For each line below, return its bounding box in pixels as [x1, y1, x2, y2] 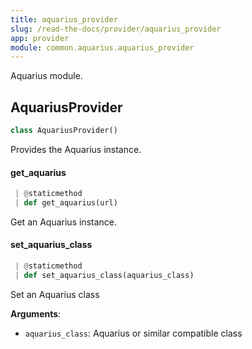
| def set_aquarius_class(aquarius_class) [14, 270, 195, 280]
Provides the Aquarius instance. [10, 143, 142, 155]
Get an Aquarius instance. [10, 216, 117, 228]
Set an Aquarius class [10, 288, 100, 300]
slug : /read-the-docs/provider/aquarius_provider [10, 24, 222, 34]
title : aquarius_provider [10, 14, 118, 25]
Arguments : [10, 307, 62, 320]
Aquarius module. [10, 70, 83, 82]
